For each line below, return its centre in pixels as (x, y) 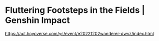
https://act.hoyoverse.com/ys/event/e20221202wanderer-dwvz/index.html (79, 33)
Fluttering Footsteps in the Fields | (75, 10)
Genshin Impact (37, 20)
